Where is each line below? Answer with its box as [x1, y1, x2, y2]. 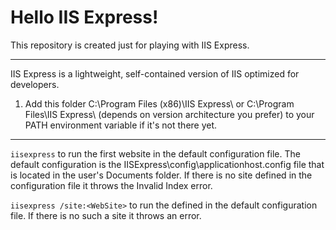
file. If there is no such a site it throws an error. [10, 209, 202, 221]
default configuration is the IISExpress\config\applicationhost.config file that [10, 158, 325, 170]
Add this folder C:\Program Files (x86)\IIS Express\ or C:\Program [24, 97, 295, 110]
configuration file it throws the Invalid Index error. [10, 179, 213, 191]
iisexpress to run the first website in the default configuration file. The [10, 147, 301, 160]
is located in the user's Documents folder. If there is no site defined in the [10, 169, 313, 181]
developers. [10, 78, 60, 90]
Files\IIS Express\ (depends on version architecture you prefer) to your [24, 108, 315, 120]
